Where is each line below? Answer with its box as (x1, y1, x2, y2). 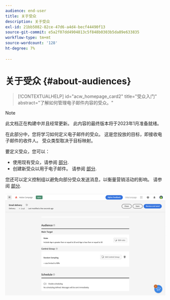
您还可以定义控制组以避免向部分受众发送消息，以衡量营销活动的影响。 (5, 176, 152, 182)
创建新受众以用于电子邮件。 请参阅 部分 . (12, 166, 97, 172)
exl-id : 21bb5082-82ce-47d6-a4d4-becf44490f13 (5, 24, 106, 30)
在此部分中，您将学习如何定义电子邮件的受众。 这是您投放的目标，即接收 (5, 131, 158, 137)
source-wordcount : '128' (5, 41, 58, 46)
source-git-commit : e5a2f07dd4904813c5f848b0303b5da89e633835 (5, 30, 140, 35)
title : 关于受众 (5, 13, 37, 19)
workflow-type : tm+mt (5, 35, 51, 40)
